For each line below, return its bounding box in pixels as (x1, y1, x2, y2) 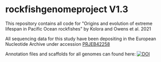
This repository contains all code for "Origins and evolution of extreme (5, 20, 153, 26)
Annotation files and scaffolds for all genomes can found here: (5, 51, 136, 57)
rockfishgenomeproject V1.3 (5, 4, 128, 15)
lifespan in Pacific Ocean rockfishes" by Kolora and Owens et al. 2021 (5, 25, 151, 32)
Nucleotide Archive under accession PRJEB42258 (5, 41, 110, 47)
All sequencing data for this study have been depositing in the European (5, 36, 156, 42)
